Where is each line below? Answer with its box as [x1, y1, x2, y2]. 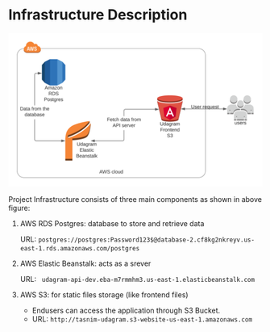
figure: [8, 204, 31, 213]
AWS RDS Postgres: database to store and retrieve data [19, 219, 205, 229]
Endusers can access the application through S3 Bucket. [31, 305, 221, 316]
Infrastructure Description [8, 6, 188, 24]
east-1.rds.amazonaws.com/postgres [19, 245, 140, 253]
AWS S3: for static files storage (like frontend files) [19, 290, 189, 300]
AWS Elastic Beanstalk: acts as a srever [19, 258, 152, 268]
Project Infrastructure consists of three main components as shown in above [8, 195, 262, 204]
